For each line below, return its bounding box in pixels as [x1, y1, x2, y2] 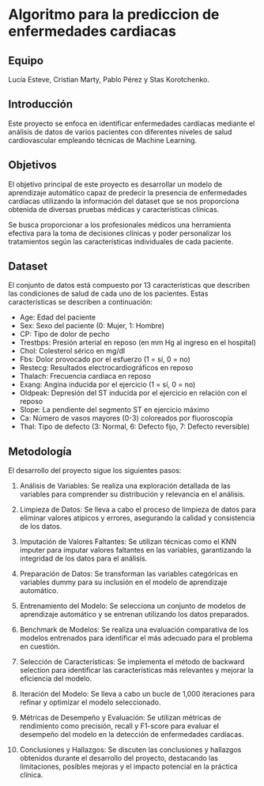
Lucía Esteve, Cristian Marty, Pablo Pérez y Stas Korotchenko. [8, 75, 209, 84]
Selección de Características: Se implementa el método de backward [19, 657, 245, 667]
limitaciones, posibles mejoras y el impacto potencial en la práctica [19, 761, 239, 772]
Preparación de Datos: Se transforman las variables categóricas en [19, 569, 239, 579]
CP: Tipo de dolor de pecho [19, 330, 110, 339]
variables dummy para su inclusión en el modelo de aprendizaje [19, 577, 228, 587]
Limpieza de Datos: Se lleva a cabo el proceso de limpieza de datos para [19, 504, 257, 515]
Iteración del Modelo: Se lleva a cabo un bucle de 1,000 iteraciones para [19, 690, 255, 699]
